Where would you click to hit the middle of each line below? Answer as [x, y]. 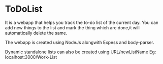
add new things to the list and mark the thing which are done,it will [72, 27]
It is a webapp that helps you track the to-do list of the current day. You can [82, 22]
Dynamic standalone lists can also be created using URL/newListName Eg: [81, 52]
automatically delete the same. [36, 33]
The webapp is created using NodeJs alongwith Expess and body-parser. [80, 42]
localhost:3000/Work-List [31, 57]
